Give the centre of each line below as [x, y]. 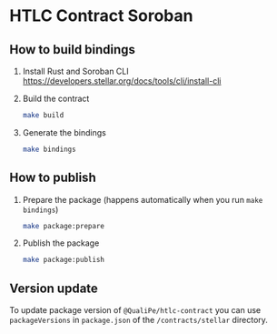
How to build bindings [73, 50]
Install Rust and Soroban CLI [75, 71]
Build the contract [56, 98]
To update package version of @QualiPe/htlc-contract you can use [135, 310]
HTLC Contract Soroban [101, 16]
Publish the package [61, 243]
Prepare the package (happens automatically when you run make [143, 199]
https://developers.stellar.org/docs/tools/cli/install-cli [122, 81]
